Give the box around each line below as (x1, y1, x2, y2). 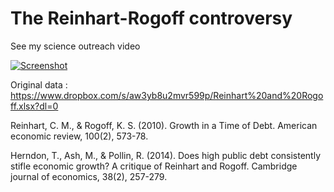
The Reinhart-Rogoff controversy (10, 7, 293, 30)
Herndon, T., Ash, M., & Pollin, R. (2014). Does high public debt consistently (10, 149, 321, 161)
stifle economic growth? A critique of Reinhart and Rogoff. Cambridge (10, 160, 298, 172)
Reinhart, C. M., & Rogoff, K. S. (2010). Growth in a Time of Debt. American (10, 119, 318, 131)
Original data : (10, 78, 68, 91)
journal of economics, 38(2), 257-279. (10, 170, 168, 182)
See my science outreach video (10, 40, 141, 52)
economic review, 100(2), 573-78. (10, 130, 149, 142)
